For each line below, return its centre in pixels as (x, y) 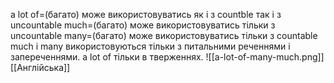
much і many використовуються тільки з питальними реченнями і (150, 46)
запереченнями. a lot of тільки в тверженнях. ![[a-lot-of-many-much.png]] (167, 57)
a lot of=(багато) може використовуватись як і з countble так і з (146, 14)
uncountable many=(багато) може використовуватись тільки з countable (164, 35)
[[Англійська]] (40, 67)
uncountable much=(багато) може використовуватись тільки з (143, 25)
